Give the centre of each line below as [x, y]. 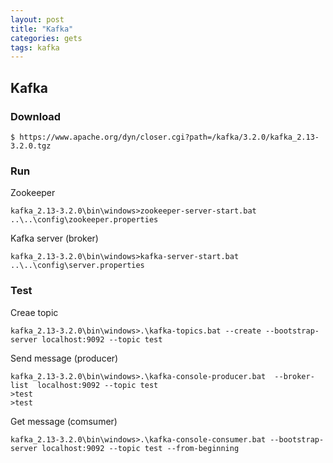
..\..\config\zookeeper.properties [84, 220]
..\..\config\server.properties [77, 266]
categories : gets [46, 38]
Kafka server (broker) [54, 238]
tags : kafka [35, 47]
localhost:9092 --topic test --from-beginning [140, 448]
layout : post [37, 19]
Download [36, 116]
